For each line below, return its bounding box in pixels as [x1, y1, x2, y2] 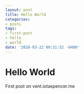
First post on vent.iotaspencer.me [5, 83, 75, 89]
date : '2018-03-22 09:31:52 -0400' [5, 45, 80, 50]
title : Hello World [5, 12, 46, 17]
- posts [5, 21, 22, 27]
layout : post [5, 7, 33, 13]
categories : [5, 17, 30, 22]
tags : [5, 26, 17, 31]
